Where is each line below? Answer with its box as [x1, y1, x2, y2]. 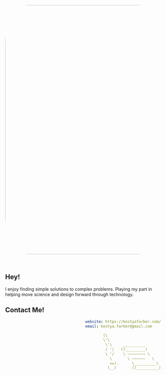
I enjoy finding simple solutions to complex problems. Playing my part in [5, 286, 153, 292]
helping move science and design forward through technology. [5, 291, 134, 297]
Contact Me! [5, 306, 45, 314]
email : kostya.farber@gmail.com [85, 324, 153, 329]
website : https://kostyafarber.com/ [85, 319, 162, 324]
